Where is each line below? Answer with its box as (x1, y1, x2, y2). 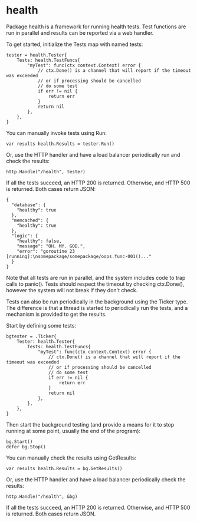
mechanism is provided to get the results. (6, 310, 107, 318)
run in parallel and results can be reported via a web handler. (6, 29, 154, 36)
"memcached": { (11, 217, 49, 223)
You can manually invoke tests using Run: (6, 129, 107, 136)
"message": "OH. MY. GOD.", (17, 243, 86, 249)
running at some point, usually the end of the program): (6, 427, 140, 434)
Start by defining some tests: (6, 322, 77, 329)
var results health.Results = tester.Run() (6, 141, 115, 147)
